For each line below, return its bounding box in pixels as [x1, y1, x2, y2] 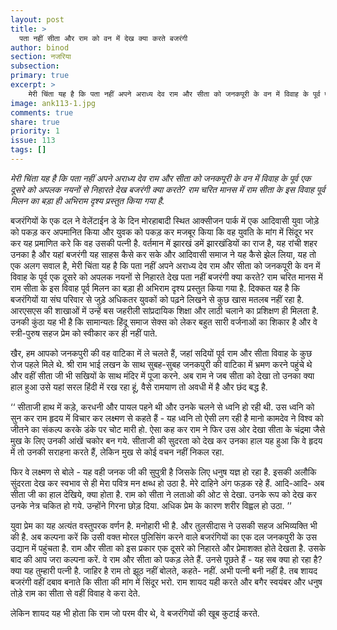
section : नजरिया [10, 52, 72, 62]
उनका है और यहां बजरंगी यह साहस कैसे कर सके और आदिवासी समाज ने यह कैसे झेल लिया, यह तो [10, 248, 317, 260]
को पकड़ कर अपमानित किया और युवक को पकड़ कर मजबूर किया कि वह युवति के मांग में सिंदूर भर [10, 226, 314, 238]
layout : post [10, 14, 65, 25]
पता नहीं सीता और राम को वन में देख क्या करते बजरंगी [19, 33, 188, 43]
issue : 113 [10, 136, 56, 146]
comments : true [10, 107, 74, 118]
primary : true [10, 71, 70, 81]
